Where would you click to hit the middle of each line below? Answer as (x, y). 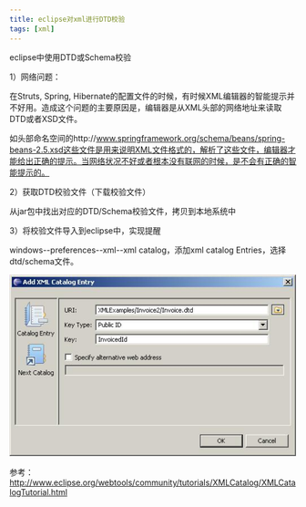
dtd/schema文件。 (44, 261)
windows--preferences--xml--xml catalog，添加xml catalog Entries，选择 (148, 250)
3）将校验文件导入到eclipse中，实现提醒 (85, 230)
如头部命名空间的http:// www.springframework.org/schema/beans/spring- (147, 138)
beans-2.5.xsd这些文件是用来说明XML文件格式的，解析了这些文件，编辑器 (149, 150)
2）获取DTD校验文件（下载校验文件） (80, 191)
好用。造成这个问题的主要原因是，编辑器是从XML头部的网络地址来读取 (149, 107)
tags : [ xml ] (32, 29)
